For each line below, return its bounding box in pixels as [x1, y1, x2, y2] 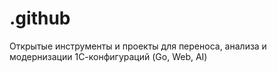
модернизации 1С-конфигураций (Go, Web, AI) [9, 50, 208, 62]
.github [9, 7, 71, 30]
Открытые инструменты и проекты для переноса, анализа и [9, 40, 267, 52]
